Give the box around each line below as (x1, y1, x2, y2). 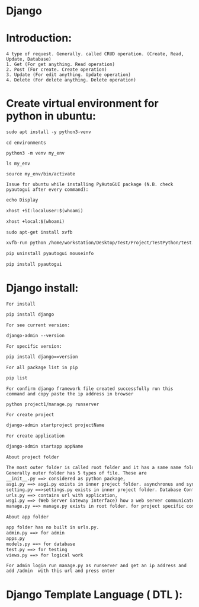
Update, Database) (6, 56, 52, 62)
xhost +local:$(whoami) (6, 218, 65, 224)
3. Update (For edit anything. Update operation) (6, 72, 131, 78)
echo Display (6, 197, 38, 203)
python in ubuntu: (6, 109, 97, 123)
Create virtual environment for (6, 97, 159, 111)
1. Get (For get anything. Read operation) (6, 61, 115, 68)
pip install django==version (6, 354, 78, 360)
